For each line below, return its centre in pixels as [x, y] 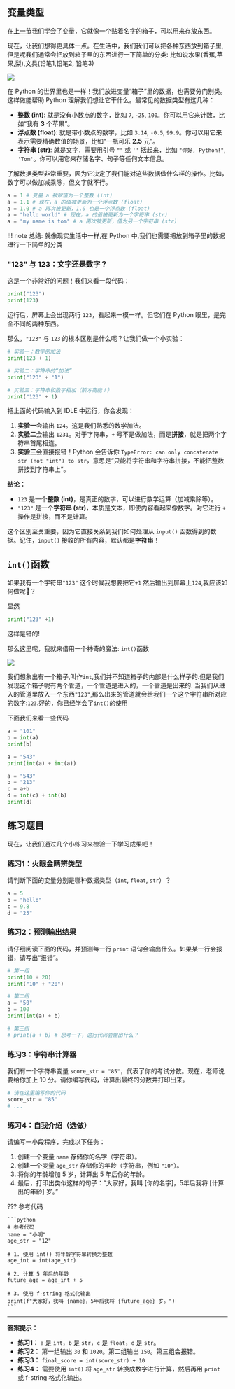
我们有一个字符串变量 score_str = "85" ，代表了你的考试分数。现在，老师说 [116, 1071]
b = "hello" [24, 900]
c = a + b [19, 789]
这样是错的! [24, 634]
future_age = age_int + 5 [45, 1280]
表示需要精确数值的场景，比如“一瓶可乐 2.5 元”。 [88, 141]
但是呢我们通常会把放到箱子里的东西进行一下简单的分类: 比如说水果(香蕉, [112, 54]
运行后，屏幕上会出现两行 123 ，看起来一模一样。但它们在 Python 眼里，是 [114, 315]
